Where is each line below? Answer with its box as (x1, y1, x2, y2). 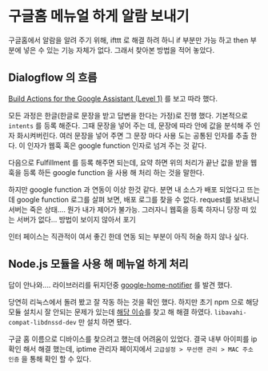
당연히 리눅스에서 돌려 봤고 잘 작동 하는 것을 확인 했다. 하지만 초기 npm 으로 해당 (8, 297, 259, 306)
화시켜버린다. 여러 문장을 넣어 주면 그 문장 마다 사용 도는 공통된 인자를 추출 (16, 130, 250, 140)
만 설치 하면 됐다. (78, 317, 132, 326)
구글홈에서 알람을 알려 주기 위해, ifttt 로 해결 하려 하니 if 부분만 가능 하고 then (8, 35, 249, 45)
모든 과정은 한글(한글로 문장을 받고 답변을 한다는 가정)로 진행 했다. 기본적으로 (8, 110, 248, 120)
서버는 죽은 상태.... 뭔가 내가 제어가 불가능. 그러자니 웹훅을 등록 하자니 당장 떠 (8, 205, 249, 214)
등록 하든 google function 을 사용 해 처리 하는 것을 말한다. (22, 167, 205, 177)
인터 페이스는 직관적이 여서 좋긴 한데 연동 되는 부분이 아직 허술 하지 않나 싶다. (8, 231, 250, 241)
